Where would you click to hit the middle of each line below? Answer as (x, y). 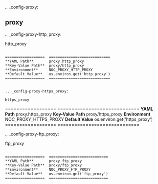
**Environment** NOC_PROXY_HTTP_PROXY (49, 70)
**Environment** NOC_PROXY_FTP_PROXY (48, 169)
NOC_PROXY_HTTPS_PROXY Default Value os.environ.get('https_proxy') (79, 119)
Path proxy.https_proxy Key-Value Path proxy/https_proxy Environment (78, 114)
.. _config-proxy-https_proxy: (37, 91)
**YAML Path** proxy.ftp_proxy (44, 161)
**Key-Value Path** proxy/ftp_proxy (44, 165)
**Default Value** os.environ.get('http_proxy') (58, 74)
